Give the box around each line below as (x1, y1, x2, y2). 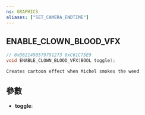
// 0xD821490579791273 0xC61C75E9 (6, 52, 92, 58)
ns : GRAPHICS (6, 8, 39, 15)
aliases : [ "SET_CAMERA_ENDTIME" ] (6, 14, 89, 20)
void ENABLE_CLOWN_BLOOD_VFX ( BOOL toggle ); (6, 58, 116, 64)
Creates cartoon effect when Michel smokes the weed (6, 69, 140, 74)
